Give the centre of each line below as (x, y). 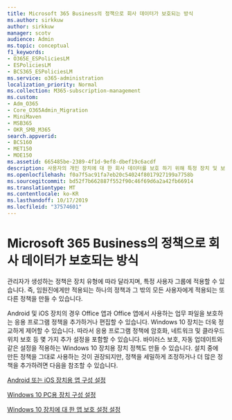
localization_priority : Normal (52, 85)
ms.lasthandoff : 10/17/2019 (48, 201)
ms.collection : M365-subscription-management (74, 91)
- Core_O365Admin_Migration (48, 110)
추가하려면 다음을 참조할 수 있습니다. (69, 365)
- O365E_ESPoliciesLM (38, 59)
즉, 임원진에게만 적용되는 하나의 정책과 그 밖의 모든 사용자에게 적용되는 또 (126, 290)
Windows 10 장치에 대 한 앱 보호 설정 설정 (64, 409)
